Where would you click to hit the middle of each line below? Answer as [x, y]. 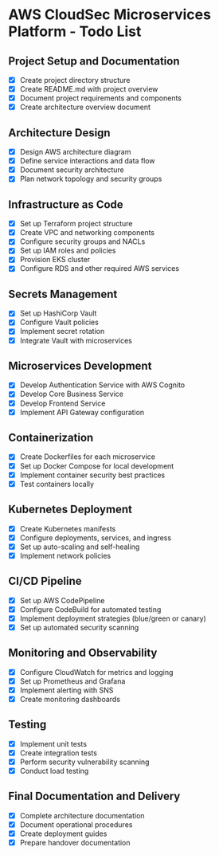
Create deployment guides [63, 833]
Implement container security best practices [92, 475]
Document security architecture [72, 170]
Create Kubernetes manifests [68, 528]
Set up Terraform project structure [76, 224]
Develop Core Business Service [72, 394]
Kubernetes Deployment [70, 510]
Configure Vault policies [59, 322]
